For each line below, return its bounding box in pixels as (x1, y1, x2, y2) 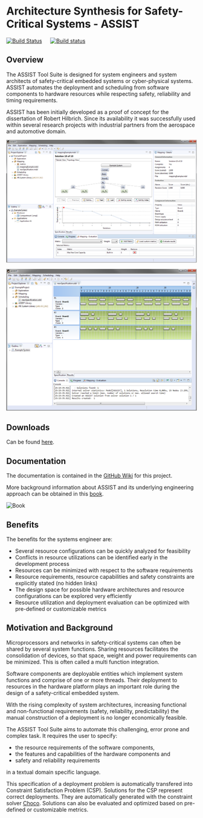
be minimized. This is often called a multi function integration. (6, 658, 159, 665)
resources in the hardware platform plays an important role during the (6, 683, 180, 690)
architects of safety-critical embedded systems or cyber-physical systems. (6, 77, 193, 84)
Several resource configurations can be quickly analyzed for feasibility (14, 547, 191, 555)
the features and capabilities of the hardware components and (14, 750, 170, 757)
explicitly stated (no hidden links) (14, 580, 98, 587)
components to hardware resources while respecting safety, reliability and (6, 90, 191, 98)
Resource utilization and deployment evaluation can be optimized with (14, 599, 190, 607)
